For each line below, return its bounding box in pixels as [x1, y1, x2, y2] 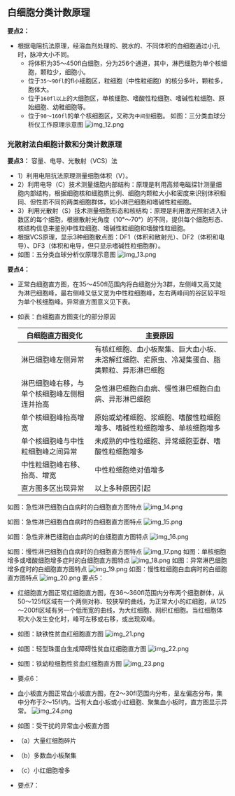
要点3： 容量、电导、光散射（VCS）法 [7, 157, 117, 165]
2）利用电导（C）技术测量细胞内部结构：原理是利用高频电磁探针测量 [17, 181, 216, 189]
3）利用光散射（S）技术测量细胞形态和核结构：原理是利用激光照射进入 [17, 207, 222, 215]
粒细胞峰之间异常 [20, 447, 78, 456]
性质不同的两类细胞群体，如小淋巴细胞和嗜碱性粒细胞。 [36, 198, 196, 207]
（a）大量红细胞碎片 [17, 736, 77, 745]
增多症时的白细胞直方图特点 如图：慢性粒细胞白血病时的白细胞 [7, 565, 227, 573]
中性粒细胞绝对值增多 [94, 465, 165, 475]
